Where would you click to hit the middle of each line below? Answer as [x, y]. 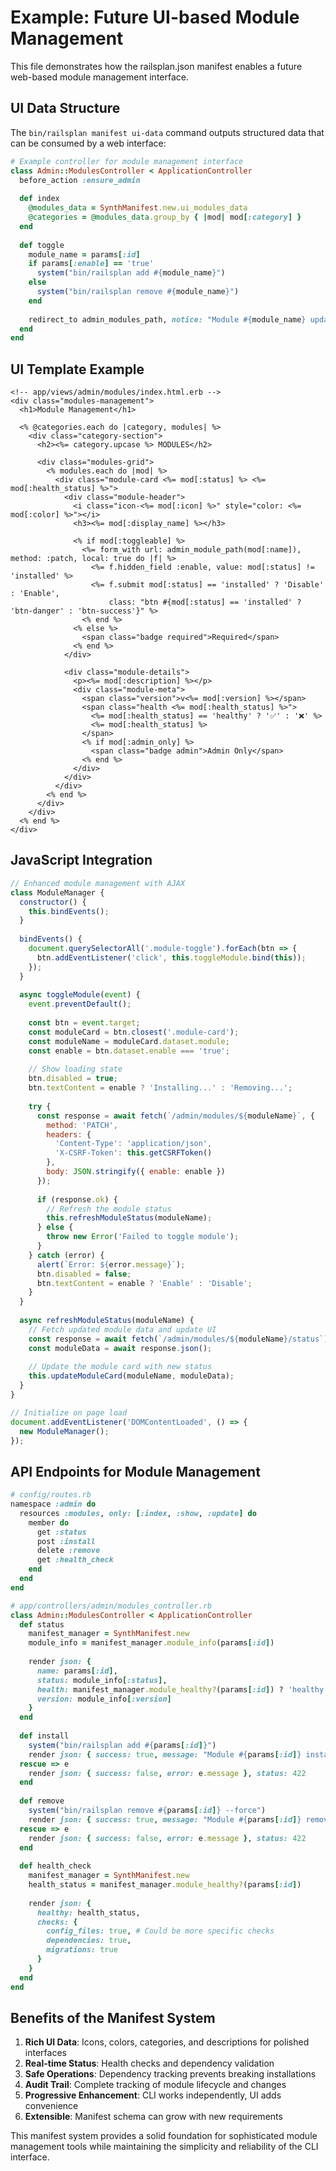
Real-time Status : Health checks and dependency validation [149, 2063]
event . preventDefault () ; [80, 1004]
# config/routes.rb [51, 1495]
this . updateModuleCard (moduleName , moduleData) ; [131, 1376]
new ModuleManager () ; [64, 1431]
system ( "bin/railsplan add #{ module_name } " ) [131, 273]
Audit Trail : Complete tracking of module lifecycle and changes [155, 2085]
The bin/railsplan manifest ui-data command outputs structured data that [167, 132]
